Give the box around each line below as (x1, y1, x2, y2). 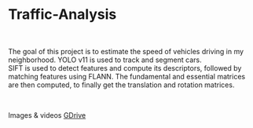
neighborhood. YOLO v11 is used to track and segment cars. (8, 55, 202, 64)
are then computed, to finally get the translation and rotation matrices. (8, 80, 235, 90)
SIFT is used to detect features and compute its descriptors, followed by (8, 63, 242, 72)
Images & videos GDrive (8, 110, 86, 119)
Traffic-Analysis (8, 5, 117, 24)
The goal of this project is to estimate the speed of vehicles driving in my (8, 46, 244, 56)
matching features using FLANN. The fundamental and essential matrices (8, 71, 246, 81)
